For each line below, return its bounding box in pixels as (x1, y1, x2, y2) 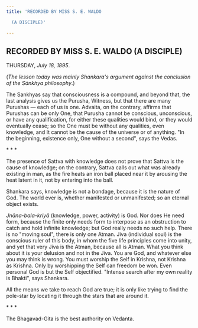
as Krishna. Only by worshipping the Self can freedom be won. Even (6, 262, 173, 269)
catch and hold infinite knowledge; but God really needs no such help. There (6, 225, 193, 232)
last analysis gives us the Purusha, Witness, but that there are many (6, 97, 171, 104)
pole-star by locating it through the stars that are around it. (6, 293, 150, 300)
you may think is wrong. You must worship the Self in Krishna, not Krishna (6, 256, 186, 263)
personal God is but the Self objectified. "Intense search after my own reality (6, 268, 193, 275)
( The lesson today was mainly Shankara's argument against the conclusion (6, 73, 191, 80)
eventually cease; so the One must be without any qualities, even (6, 122, 164, 130)
